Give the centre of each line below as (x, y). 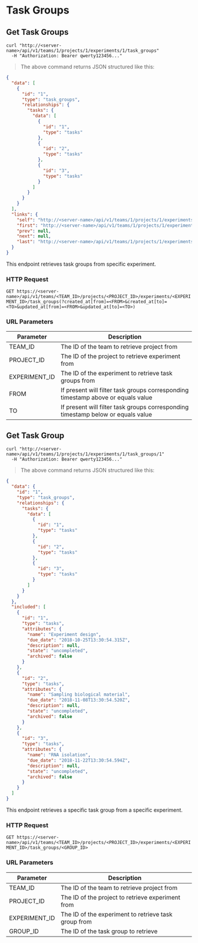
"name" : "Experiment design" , (64, 634)
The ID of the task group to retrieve (109, 931)
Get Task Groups (37, 32)
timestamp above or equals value (107, 398)
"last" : (26, 242)
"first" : (27, 225)
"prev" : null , (34, 231)
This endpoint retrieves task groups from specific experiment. (81, 264)
